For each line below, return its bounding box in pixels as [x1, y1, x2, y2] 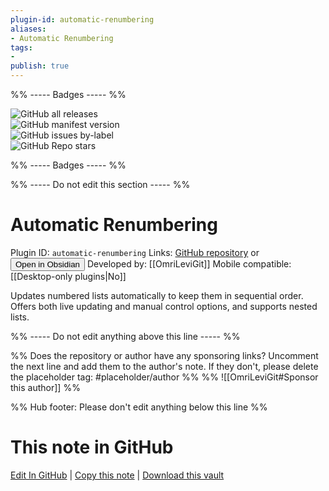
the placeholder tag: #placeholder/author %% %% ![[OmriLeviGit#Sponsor [10, 371, 319, 383]
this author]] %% [10, 381, 81, 393]
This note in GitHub [10, 436, 174, 459]
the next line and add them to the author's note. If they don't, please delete [10, 360, 319, 372]
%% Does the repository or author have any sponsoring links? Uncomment [10, 349, 319, 361]
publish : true [10, 61, 70, 71]
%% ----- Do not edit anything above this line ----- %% [10, 330, 241, 342]
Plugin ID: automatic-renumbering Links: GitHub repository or [10, 246, 260, 258]
